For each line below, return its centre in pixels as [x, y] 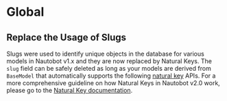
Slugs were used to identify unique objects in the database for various [106, 54]
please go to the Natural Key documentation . [70, 90]
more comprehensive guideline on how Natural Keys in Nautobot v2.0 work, [113, 83]
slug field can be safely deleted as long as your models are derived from [109, 68]
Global [25, 12]
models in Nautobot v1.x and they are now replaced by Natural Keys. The [109, 61]
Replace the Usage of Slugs [67, 37]
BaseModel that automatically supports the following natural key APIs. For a [111, 76]
